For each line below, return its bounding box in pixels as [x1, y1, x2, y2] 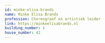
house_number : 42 [4, 30, 41, 35]
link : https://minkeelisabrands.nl [4, 21, 79, 26]
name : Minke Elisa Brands [4, 12, 58, 17]
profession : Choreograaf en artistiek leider [4, 16, 101, 21]
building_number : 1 [4, 26, 45, 31]
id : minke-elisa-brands [4, 7, 54, 12]
